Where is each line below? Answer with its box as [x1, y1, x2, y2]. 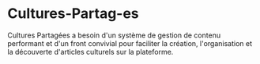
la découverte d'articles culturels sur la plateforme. [7, 47, 174, 56]
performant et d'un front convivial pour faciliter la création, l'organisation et [7, 38, 253, 48]
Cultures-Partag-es [7, 5, 139, 23]
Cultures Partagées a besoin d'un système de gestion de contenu [7, 30, 221, 40]
